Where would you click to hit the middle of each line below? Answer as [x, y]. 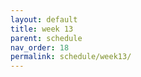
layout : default [44, 19]
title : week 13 [42, 29]
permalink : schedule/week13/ [71, 57]
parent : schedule [46, 38]
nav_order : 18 [40, 47]
